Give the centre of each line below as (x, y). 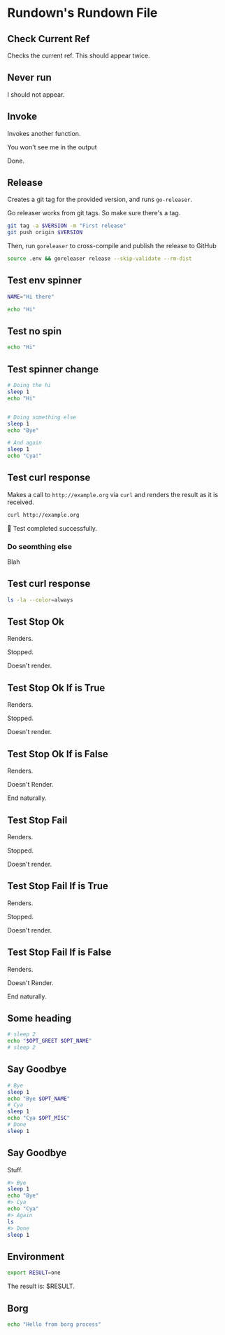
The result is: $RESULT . (41, 1286)
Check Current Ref (49, 39)
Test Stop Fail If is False (59, 953)
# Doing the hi (29, 386)
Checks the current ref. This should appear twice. (79, 55)
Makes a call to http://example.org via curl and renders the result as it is (113, 494)
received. (21, 502)
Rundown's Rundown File (82, 13)
